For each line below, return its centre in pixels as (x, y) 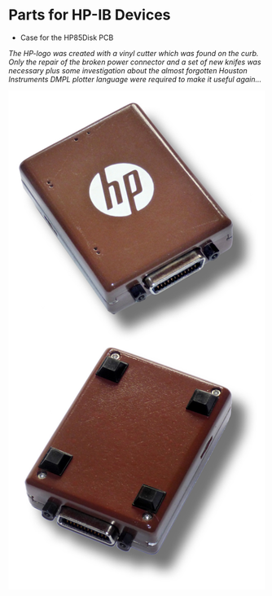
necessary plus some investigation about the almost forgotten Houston (128, 70)
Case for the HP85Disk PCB (67, 37)
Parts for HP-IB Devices (90, 15)
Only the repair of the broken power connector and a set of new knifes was (135, 62)
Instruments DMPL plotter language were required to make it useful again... (135, 79)
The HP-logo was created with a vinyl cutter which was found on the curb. (134, 53)
